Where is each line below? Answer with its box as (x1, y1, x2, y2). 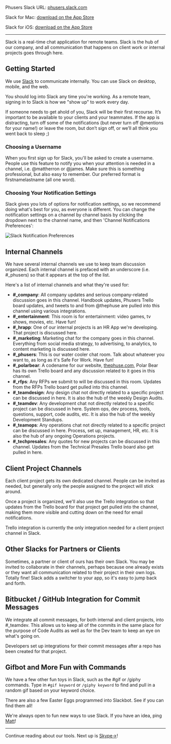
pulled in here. (12, 449, 43, 456)
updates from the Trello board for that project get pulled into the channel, (5, 504, 159, 510)
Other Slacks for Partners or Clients (5, 545, 121, 554)
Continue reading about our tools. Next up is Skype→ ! (5, 733, 118, 739)
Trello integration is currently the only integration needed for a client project (5, 525, 164, 531)
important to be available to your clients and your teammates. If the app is (5, 114, 160, 120)
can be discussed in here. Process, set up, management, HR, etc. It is (12, 427, 159, 434)
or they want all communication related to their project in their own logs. (5, 569, 156, 575)
